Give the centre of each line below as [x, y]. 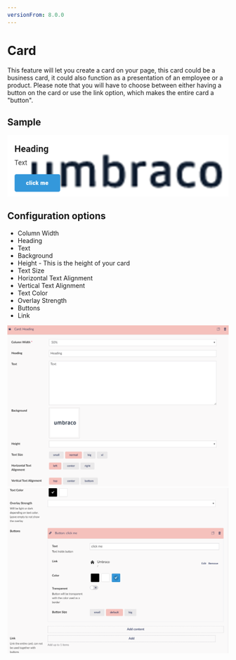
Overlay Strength [42, 300]
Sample [24, 122]
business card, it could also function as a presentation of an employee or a [115, 77]
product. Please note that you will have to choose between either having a [114, 85]
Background [35, 255]
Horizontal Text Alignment [55, 278]
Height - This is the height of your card [74, 263]
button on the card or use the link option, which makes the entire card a [111, 92]
